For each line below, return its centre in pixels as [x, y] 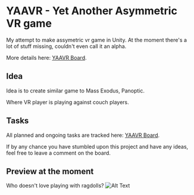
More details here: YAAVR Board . [47, 57]
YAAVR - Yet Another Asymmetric [92, 11]
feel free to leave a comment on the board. [59, 153]
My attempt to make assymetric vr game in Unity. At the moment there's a [97, 40]
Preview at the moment [50, 171]
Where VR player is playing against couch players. [68, 102]
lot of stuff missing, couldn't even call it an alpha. [66, 46]
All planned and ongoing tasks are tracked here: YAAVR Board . [83, 135]
